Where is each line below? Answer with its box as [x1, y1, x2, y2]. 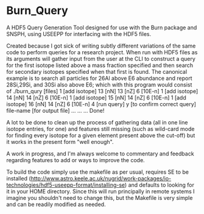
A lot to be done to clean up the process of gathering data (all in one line [6, 118, 188, 126]
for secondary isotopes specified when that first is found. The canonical [6, 68, 188, 75]
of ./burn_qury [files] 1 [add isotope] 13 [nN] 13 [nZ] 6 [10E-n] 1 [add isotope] [6, 87, 199, 95]
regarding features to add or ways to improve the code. [6, 156, 145, 163]
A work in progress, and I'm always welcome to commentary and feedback [6, 150, 194, 157]
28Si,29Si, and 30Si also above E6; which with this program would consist [6, 80, 192, 88]
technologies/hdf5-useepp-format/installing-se [6, 181, 125, 188]
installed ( [6, 174, 32, 182]
